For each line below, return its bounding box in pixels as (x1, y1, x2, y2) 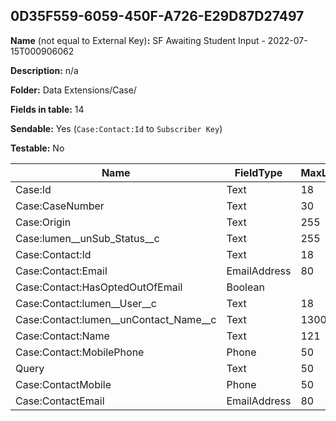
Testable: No (10, 142, 65, 154)
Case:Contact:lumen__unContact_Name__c (15, 312, 217, 326)
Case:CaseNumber (15, 199, 105, 213)
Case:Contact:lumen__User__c (15, 296, 157, 310)
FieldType (234, 165, 283, 179)
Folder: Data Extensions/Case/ (10, 84, 137, 96)
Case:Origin (15, 215, 72, 229)
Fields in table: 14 (10, 103, 85, 115)
